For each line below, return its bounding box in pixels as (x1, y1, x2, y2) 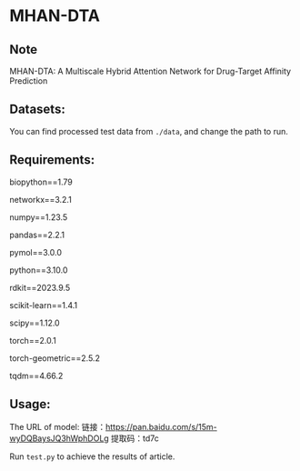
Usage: (9, 396, 52, 412)
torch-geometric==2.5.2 (9, 352, 100, 364)
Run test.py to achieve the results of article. (9, 451, 175, 462)
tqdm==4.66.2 (9, 370, 64, 381)
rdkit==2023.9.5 (9, 282, 71, 293)
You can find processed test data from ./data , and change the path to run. (9, 125, 289, 136)
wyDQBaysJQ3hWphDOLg (9, 433, 109, 444)
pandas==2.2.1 (9, 229, 65, 240)
